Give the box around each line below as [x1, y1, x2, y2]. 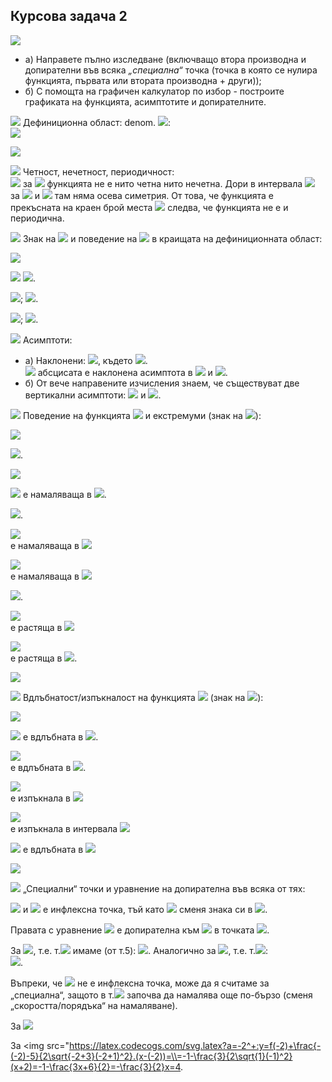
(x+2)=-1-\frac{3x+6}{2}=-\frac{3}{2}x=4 [10, 1060, 182, 1073]
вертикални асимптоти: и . [24, 389, 162, 401]
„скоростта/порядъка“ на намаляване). [10, 999, 178, 1011]
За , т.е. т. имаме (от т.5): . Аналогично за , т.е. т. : [10, 944, 268, 956]
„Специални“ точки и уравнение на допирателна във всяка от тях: [22, 882, 306, 894]
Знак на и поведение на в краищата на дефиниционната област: [22, 232, 323, 244]
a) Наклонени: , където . [24, 354, 148, 366]
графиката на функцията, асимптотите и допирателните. [24, 95, 267, 108]
